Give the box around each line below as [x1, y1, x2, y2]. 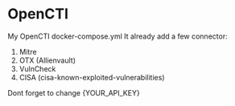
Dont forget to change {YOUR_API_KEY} [7, 88, 140, 97]
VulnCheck [19, 63, 56, 73]
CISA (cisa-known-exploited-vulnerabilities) [19, 72, 165, 82]
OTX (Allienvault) [19, 55, 76, 65]
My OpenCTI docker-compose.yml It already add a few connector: [7, 31, 228, 41]
